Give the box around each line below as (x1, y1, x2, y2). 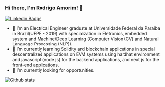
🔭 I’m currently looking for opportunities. (12, 67, 95, 73)
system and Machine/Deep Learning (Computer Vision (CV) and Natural (12, 36, 159, 42)
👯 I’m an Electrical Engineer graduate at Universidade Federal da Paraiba (12, 25, 161, 31)
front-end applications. (12, 62, 59, 68)
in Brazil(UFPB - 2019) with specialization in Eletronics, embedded (12, 31, 147, 37)
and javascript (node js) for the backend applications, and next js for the (12, 57, 159, 63)
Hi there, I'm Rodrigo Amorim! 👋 (5, 4, 82, 11)
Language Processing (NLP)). (12, 41, 73, 47)
